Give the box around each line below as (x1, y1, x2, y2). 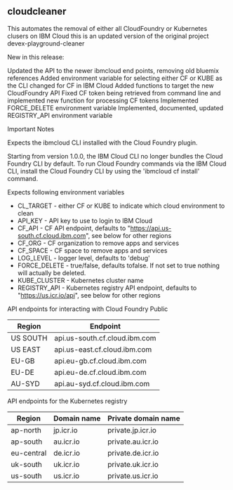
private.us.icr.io (107, 470, 159, 480)
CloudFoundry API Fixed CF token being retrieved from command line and (7, 88, 221, 97)
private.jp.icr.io (107, 425, 157, 435)
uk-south (11, 459, 42, 469)
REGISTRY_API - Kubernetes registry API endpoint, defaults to (17, 284, 197, 292)
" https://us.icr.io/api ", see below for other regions (17, 291, 161, 299)
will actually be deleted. (17, 268, 86, 277)
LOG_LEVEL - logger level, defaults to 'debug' (17, 253, 151, 262)
